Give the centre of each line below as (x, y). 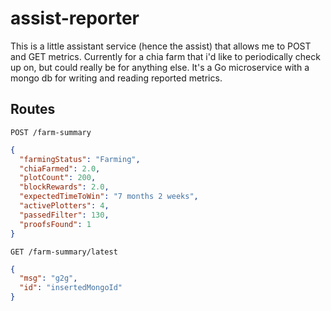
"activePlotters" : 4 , (64, 206)
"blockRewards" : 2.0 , (64, 187)
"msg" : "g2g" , (48, 278)
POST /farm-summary (51, 132)
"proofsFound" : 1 (55, 224)
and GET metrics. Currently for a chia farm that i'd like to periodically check (165, 56)
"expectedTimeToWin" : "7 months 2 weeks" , (109, 197)
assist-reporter (75, 18)
